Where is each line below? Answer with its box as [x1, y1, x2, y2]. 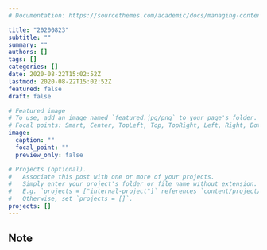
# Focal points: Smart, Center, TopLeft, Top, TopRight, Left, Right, [8, 121, 247, 129]
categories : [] [8, 63, 59, 71]
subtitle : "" [8, 33, 52, 41]
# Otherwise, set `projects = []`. [8, 195, 133, 203]
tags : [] [8, 56, 37, 63]
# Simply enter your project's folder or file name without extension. [8, 180, 258, 188]
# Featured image [8, 106, 66, 115]
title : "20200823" [8, 25, 69, 34]
